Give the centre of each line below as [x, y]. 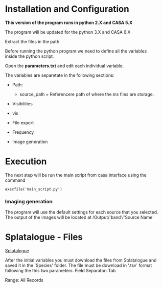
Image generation [30, 142]
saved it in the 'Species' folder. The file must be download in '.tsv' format [79, 265]
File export [23, 122]
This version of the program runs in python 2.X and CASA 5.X [69, 23]
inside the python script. [30, 56]
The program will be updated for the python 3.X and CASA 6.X [68, 32]
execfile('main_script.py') [34, 189]
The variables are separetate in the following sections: [60, 75]
